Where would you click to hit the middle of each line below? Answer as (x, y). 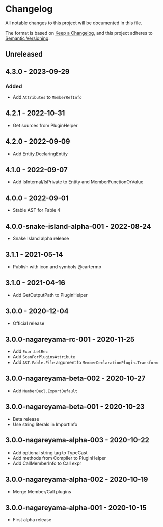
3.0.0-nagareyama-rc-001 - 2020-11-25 (70, 339)
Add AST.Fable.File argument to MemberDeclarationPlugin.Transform (85, 363)
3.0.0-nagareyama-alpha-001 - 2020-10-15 (76, 507)
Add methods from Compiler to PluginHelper (59, 458)
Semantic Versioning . (28, 38)
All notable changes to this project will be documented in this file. (74, 23)
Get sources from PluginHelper (45, 125)
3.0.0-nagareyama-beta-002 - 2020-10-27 (75, 378)
